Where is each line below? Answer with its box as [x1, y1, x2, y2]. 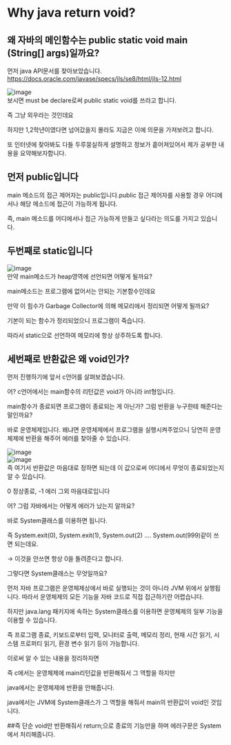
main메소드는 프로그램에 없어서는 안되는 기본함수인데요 [7, 287, 156, 295]
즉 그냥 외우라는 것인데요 [7, 111, 74, 119]
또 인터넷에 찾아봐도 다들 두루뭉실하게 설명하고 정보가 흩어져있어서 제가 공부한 [7, 141, 217, 148]
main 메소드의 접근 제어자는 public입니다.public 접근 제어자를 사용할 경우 [7, 190, 205, 199]
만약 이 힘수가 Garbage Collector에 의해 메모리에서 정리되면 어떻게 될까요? [7, 301, 210, 309]
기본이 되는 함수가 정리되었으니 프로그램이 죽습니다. [7, 316, 145, 325]
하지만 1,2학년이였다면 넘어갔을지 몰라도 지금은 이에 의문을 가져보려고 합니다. [7, 126, 214, 134]
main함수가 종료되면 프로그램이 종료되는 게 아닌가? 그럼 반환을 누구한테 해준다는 [7, 402, 223, 411]
